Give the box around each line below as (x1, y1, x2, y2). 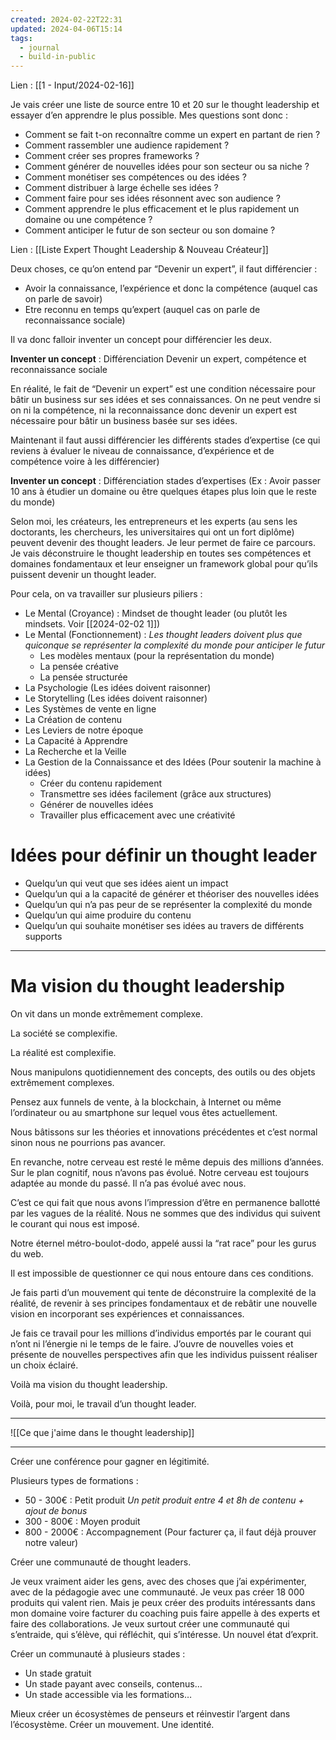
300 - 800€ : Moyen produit (24, 1516, 141, 1527)
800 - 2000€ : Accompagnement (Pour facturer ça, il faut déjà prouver (24, 1526, 317, 1538)
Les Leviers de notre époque (24, 724, 144, 736)
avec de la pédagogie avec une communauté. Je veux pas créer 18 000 (10, 1586, 305, 1598)
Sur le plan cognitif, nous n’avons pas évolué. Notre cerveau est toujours (10, 1167, 310, 1178)
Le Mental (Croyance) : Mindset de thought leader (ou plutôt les (24, 607, 288, 620)
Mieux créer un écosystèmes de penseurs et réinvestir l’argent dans (10, 1708, 291, 1720)
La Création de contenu (24, 714, 123, 726)
